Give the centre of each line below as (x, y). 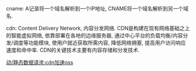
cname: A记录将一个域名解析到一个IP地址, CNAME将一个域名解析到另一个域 (97, 8)
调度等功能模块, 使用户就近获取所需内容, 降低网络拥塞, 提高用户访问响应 (99, 43)
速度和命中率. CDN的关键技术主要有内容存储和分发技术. (73, 50)
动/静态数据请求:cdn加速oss (40, 62)
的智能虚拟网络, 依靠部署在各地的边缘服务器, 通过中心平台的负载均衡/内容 (94, 35)
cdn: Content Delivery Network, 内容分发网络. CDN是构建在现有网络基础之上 (98, 28)
